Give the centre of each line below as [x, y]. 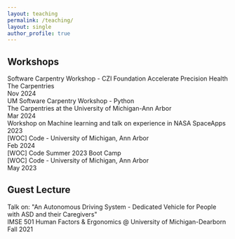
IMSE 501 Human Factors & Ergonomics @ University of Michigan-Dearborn [117, 221]
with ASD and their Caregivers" [52, 214]
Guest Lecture [39, 190]
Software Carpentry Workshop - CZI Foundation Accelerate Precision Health [117, 78]
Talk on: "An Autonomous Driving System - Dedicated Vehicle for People [112, 207]
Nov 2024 [22, 94]
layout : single [29, 27]
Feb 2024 [21, 146]
